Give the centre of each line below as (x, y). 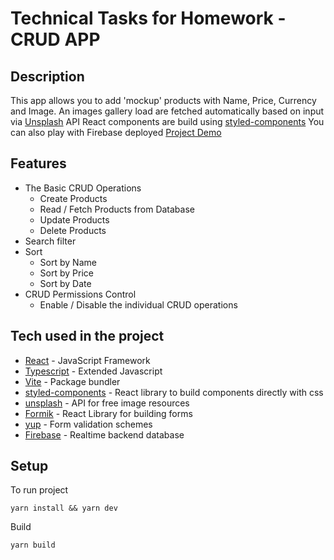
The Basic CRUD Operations (83, 188)
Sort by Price (66, 273)
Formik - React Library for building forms (108, 413)
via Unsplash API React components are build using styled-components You (167, 121)
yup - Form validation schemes (88, 424)
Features (38, 163)
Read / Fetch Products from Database (117, 209)
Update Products (74, 219)
